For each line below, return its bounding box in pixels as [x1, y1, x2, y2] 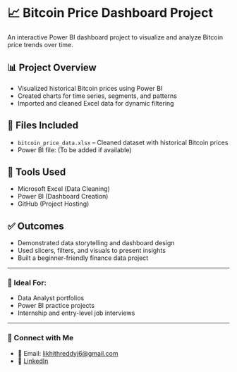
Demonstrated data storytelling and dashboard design [17, 239, 175, 247]
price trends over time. [7, 40, 73, 49]
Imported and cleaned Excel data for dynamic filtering [17, 99, 174, 107]
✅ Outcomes [7, 220, 65, 232]
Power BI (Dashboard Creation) [17, 192, 109, 201]
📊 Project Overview [7, 62, 97, 74]
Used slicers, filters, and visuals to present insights [17, 247, 166, 255]
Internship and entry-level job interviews [17, 309, 135, 317]
